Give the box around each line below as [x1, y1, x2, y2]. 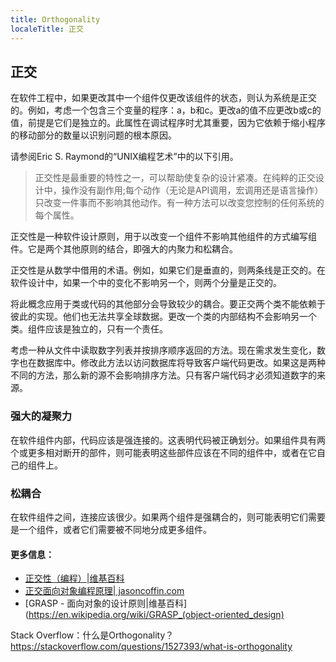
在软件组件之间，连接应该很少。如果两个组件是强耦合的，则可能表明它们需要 [10, 511, 326, 523]
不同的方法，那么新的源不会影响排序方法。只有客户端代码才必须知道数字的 [10, 369, 317, 381]
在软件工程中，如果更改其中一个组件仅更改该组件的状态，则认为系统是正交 [10, 92, 317, 104]
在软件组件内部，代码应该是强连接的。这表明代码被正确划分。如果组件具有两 [10, 434, 326, 446]
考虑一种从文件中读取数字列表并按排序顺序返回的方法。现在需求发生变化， [10, 344, 317, 356]
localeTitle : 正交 [10, 24, 84, 34]
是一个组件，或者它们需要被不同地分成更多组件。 [10, 523, 212, 535]
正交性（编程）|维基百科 [24, 572, 125, 585]
